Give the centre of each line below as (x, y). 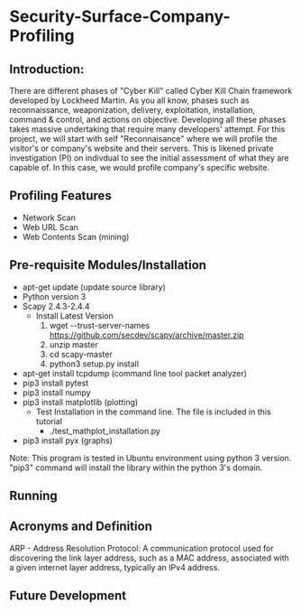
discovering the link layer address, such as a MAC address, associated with (150, 558)
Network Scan (49, 218)
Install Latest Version (75, 315)
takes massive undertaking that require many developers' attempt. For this (147, 129)
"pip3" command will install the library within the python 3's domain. (136, 468)
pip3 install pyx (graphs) (67, 440)
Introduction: (47, 69)
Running (34, 496)
